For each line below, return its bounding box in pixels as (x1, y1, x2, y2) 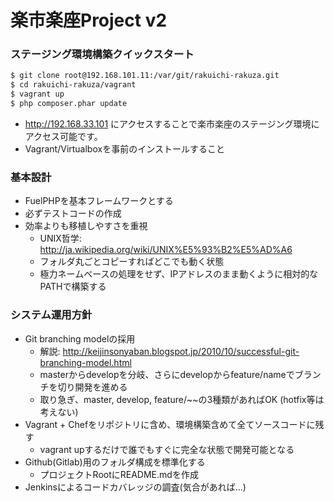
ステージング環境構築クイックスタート (10, 47, 195, 61)
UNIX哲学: (39, 232, 82, 245)
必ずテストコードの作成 (24, 207, 122, 220)
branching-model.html (39, 356, 132, 368)
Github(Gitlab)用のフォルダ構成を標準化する (24, 456, 206, 468)
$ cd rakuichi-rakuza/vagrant (10, 80, 137, 90)
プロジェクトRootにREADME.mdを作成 (39, 468, 199, 480)
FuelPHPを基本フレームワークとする (24, 195, 174, 207)
